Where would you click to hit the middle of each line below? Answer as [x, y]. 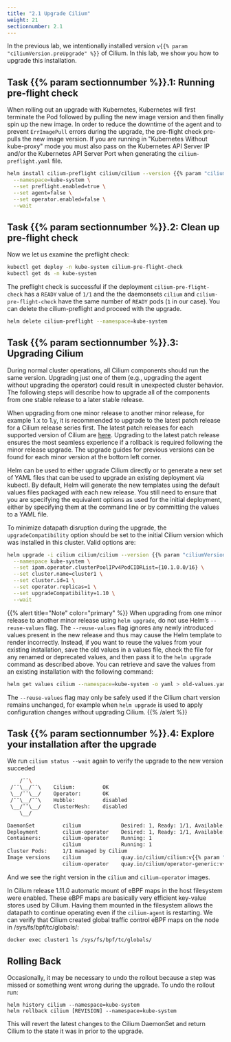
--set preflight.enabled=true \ [60, 186]
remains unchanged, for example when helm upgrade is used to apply [105, 705]
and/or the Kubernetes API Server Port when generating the [92, 154]
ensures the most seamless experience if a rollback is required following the [115, 442]
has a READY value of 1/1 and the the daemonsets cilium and [109, 294]
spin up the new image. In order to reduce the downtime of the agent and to [114, 124]
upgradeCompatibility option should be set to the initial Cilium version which [115, 534]
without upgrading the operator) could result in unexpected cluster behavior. [115, 385]
